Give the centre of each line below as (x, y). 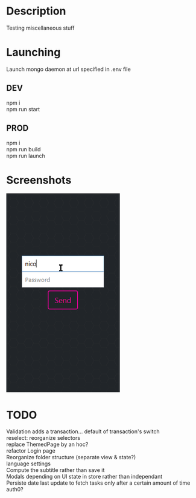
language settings (29, 464)
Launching (33, 52)
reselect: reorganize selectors (43, 438)
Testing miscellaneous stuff (40, 28)
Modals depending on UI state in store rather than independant (84, 477)
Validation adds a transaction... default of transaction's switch (83, 431)
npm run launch (26, 156)
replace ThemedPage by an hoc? (47, 444)
